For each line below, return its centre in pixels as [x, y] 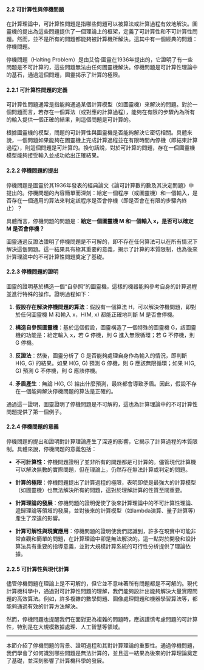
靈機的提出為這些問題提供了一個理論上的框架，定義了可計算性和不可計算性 [99, 32]
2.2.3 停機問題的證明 [32, 272]
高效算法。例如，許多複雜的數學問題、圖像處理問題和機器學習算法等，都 [107, 599]
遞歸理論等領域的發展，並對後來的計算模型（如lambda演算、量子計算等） [105, 511]
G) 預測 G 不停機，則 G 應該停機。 [58, 370]
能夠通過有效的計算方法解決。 [43, 606]
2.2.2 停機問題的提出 [32, 171]
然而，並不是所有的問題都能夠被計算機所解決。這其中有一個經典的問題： [107, 39]
